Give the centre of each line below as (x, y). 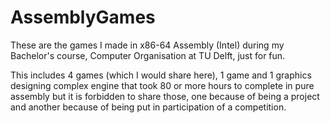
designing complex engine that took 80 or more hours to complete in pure (162, 85)
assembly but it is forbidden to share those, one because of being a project (165, 96)
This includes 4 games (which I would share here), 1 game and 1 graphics (161, 75)
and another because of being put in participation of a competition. (148, 107)
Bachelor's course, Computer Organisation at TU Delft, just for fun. (148, 55)
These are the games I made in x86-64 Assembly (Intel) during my (147, 45)
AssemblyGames (83, 17)
